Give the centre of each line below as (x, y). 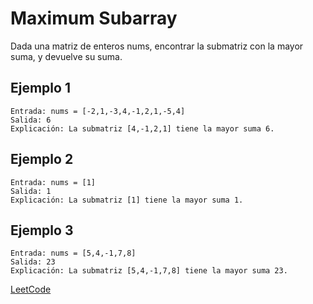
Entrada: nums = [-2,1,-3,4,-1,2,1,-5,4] (98, 111)
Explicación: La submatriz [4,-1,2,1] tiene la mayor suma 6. (142, 128)
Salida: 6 (31, 120)
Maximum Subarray (94, 18)
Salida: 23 (33, 262)
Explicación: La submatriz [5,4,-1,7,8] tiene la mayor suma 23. (149, 271)
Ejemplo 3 (42, 230)
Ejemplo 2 (42, 159)
